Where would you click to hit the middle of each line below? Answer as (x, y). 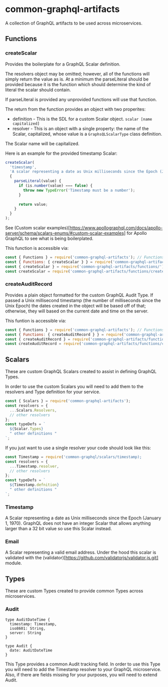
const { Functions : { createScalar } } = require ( (59, 262)
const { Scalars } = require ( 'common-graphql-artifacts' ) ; (68, 401)
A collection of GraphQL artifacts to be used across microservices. (74, 23)
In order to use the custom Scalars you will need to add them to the (74, 387)
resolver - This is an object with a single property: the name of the (80, 128)
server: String (25, 633)
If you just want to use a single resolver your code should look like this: (78, 448)
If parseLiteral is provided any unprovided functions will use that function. (81, 99)
